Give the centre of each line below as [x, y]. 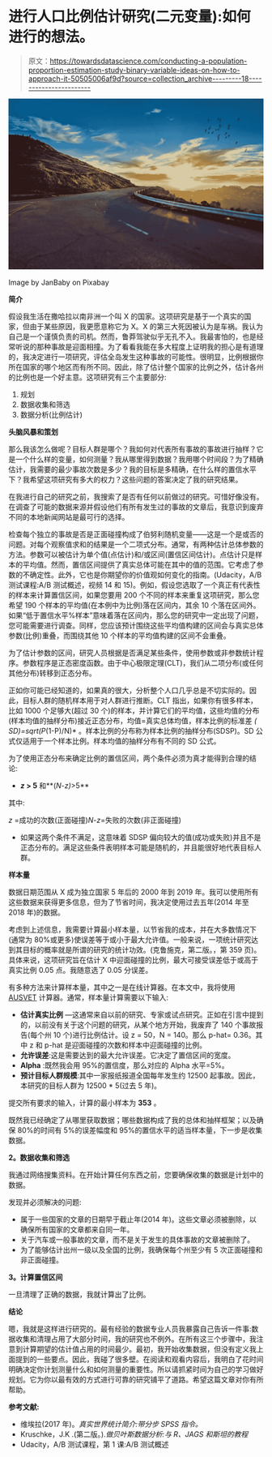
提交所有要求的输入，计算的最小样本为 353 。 [85, 1103]
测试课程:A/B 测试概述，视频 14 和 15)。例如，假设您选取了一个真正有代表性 [134, 585]
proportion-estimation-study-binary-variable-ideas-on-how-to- [134, 70]
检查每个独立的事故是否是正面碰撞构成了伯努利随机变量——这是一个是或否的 [136, 534]
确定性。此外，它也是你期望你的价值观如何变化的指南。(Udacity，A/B [146, 574]
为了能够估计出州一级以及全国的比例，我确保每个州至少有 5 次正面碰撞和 [141, 1249]
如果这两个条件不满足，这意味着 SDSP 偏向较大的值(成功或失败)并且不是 [140, 837]
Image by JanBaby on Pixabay [59, 282]
